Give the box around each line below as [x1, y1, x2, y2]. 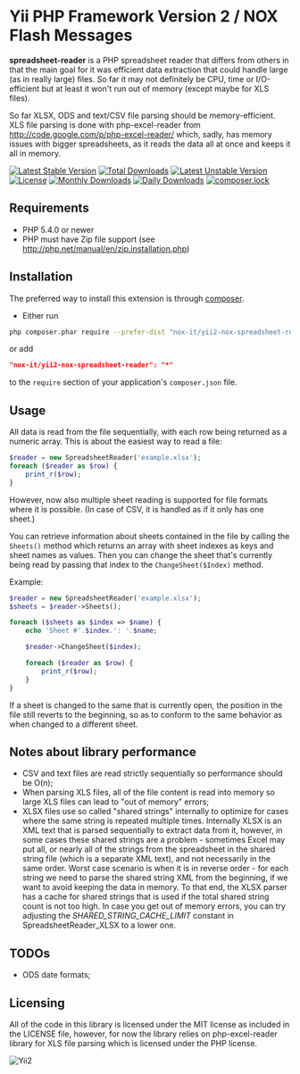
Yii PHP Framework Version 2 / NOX [9, 6, 279, 27]
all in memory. [9, 147, 62, 158]
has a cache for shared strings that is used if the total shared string [21, 891, 270, 903]
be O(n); [21, 778, 54, 788]
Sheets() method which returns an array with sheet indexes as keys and [9, 540, 274, 551]
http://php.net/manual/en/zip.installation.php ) [21, 243, 190, 254]
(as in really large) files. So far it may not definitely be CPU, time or [9, 73, 254, 84]
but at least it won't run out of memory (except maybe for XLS [41, 83, 270, 94]
